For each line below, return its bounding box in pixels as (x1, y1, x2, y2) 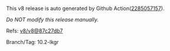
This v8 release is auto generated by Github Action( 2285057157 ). (6, 5, 165, 12)
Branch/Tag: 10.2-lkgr (6, 39, 59, 45)
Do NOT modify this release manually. (6, 16, 99, 23)
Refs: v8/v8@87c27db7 (6, 27, 63, 34)
